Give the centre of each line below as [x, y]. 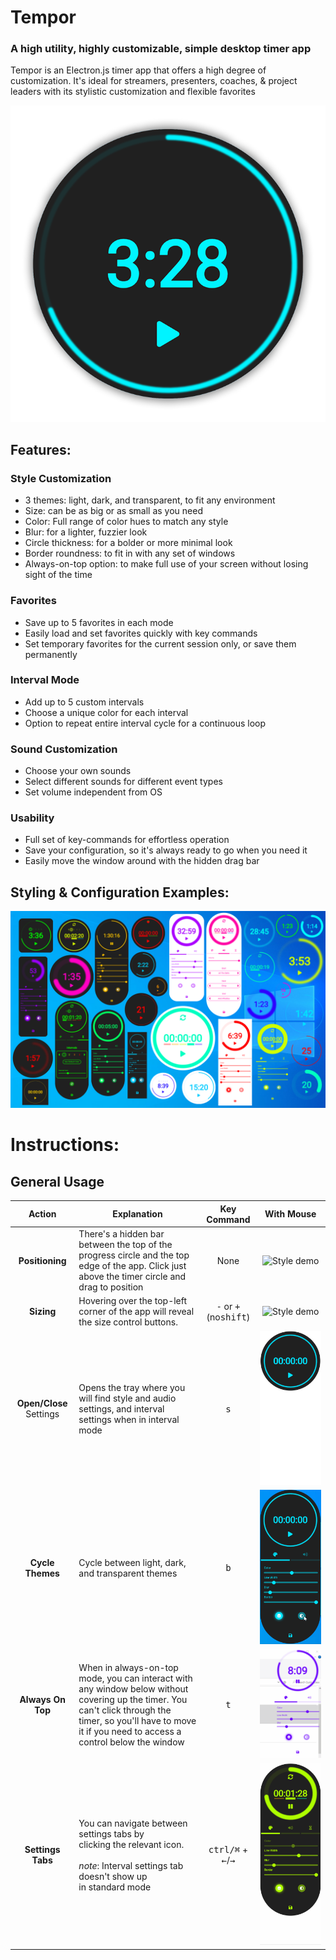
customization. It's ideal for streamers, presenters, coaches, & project [154, 81]
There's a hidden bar [121, 1234]
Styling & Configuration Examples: [120, 892]
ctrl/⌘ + [228, 1850]
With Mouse [290, 1214]
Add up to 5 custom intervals [84, 702]
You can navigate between [133, 1823]
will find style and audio [127, 1398]
